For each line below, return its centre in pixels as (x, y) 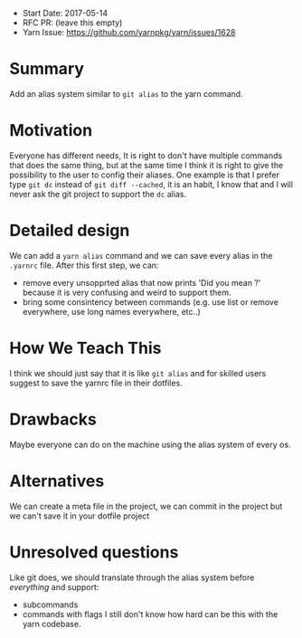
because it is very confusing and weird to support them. (127, 292)
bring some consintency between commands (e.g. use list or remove (150, 301)
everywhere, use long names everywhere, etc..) (111, 311)
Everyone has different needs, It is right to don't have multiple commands (146, 155)
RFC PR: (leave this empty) (72, 23)
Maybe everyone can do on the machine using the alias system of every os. (150, 444)
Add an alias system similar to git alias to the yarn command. (126, 93)
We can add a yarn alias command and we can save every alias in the (141, 255)
